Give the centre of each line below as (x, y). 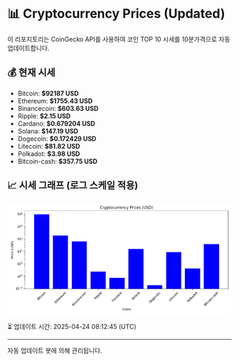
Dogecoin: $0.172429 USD (57, 139)
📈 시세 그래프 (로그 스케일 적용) (73, 185)
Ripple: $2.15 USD (44, 116)
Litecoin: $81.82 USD (49, 146)
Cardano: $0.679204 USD (57, 123)
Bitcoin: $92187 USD (48, 93)
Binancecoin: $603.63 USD (58, 108)
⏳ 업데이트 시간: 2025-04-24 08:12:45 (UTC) (72, 326)
